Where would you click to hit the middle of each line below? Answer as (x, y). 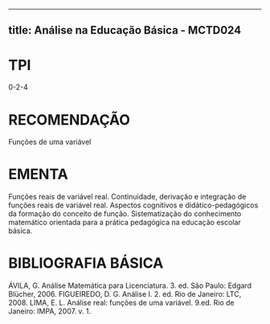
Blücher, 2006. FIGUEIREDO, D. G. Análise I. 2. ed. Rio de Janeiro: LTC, (125, 294)
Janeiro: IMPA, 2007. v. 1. (50, 311)
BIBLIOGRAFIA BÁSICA (86, 263)
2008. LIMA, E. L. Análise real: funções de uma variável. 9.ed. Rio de (121, 303)
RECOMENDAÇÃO (70, 119)
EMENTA (38, 174)
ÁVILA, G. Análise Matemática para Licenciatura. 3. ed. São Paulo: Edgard (130, 285)
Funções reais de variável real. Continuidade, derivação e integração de (127, 197)
